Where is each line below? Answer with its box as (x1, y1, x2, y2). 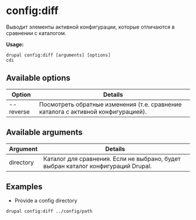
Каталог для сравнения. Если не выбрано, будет (43, 155, 181, 163)
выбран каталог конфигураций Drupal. (43, 162, 152, 170)
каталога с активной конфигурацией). (38, 107, 147, 116)
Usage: (6, 41, 24, 48)
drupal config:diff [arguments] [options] (6, 52, 111, 58)
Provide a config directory (14, 197, 78, 204)
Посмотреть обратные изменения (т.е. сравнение (38, 100, 182, 109)
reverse (9, 107, 30, 116)
